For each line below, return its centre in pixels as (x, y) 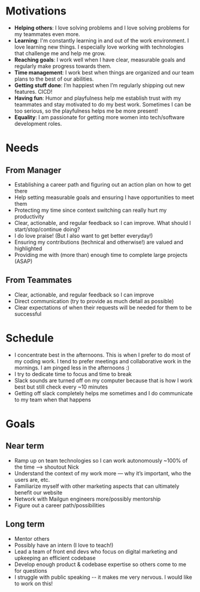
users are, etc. (32, 479)
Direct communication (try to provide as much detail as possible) (94, 301)
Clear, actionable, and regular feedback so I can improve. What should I (102, 223)
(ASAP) (23, 261)
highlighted (28, 248)
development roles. (38, 123)
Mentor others (32, 538)
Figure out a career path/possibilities (60, 505)
